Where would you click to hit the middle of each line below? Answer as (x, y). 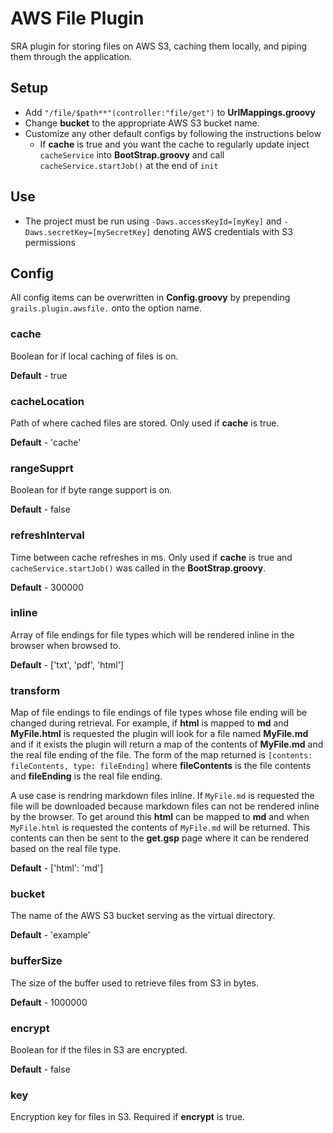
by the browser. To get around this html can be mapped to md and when (160, 817)
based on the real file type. (66, 849)
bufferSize (36, 961)
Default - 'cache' (46, 442)
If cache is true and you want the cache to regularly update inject (174, 144)
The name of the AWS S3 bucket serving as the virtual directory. (143, 916)
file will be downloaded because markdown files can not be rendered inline (165, 806)
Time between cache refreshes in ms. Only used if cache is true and (151, 557)
